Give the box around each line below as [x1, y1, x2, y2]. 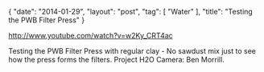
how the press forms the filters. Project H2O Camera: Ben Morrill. [8, 55, 225, 64]
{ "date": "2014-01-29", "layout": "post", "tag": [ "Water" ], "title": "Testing [8, 7, 254, 16]
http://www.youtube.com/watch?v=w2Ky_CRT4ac [8, 31, 173, 40]
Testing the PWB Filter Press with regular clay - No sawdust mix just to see [8, 46, 256, 55]
